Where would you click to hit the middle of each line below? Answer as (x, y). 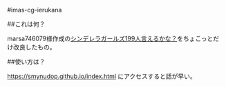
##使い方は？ (26, 62)
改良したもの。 (34, 47)
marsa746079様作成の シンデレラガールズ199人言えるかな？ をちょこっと (110, 38)
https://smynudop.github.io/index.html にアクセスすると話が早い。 (102, 76)
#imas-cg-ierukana (35, 10)
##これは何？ (26, 24)
